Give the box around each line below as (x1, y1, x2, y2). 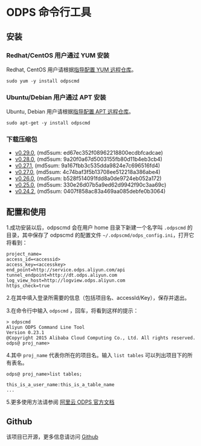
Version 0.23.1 (6, 330, 45, 336)
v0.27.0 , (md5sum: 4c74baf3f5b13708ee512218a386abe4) (14, 169, 161, 176)
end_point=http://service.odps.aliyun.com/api (6, 267, 126, 273)
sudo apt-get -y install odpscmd (6, 120, 91, 126)
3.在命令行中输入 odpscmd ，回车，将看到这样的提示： (6, 307, 139, 314)
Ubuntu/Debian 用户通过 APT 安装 (6, 93, 107, 102)
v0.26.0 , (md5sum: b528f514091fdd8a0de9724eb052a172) (14, 175, 162, 182)
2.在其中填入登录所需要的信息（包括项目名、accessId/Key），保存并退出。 (6, 294, 190, 302)
